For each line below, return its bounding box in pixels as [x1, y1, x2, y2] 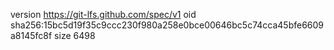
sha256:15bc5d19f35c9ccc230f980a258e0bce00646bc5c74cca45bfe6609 [10, 19, 325, 31]
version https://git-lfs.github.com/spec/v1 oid [10, 9, 197, 20]
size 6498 [54, 30, 96, 41]
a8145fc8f [10, 30, 53, 41]
